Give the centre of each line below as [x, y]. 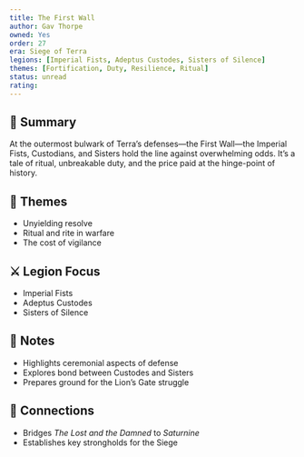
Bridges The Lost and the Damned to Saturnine [111, 432]
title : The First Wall [52, 18]
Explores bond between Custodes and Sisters [108, 373]
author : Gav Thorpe [46, 26]
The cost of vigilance [62, 243]
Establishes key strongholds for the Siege [100, 442]
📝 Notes [32, 341]
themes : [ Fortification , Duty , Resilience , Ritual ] [109, 69]
